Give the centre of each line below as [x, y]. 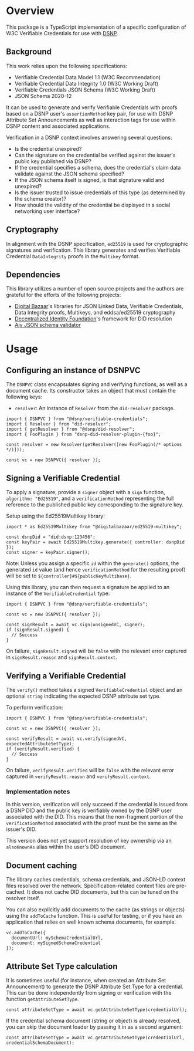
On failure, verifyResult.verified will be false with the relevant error [90, 770]
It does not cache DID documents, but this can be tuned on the [103, 892]
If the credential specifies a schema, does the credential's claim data [98, 167]
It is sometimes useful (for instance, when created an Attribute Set [86, 980]
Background [29, 52]
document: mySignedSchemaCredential [56, 943]
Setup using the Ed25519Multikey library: [56, 516]
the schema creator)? [40, 198]
